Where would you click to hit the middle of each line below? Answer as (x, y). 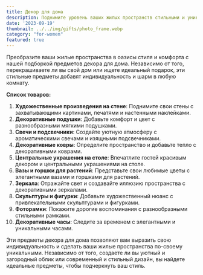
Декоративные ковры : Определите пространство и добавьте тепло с (105, 145)
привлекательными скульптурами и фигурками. (77, 202)
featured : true (25, 40)
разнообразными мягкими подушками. (66, 125)
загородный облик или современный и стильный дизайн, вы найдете (96, 259)
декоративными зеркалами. (51, 190)
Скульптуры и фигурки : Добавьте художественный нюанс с (94, 196)
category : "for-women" (35, 34)
